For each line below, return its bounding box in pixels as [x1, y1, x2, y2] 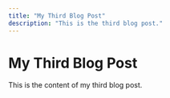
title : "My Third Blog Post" [8, 11, 106, 20]
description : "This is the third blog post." [8, 19, 163, 27]
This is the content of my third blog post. [8, 80, 143, 90]
